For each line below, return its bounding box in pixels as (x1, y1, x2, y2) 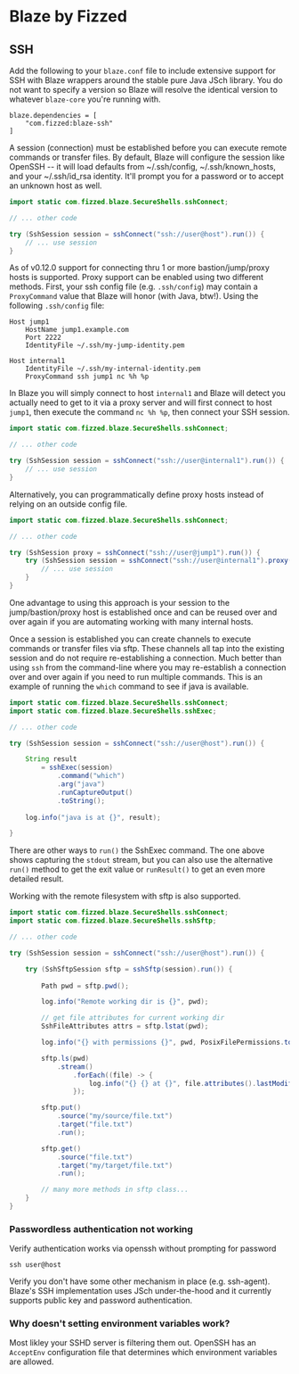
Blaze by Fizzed (9, 6, 127, 27)
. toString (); (56, 796, 105, 805)
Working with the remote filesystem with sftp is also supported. (9, 890, 241, 902)
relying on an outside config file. (9, 498, 127, 509)
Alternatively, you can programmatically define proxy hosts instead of (9, 489, 264, 500)
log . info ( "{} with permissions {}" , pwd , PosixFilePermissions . (41, 1038, 285, 1047)
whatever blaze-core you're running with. (9, 94, 162, 104)
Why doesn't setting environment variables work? (9, 1318, 230, 1330)
